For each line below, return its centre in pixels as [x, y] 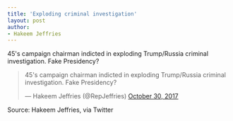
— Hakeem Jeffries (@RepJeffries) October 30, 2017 [101, 96]
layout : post [26, 21]
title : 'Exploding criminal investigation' [72, 14]
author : [19, 27]
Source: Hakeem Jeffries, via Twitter [60, 110]
